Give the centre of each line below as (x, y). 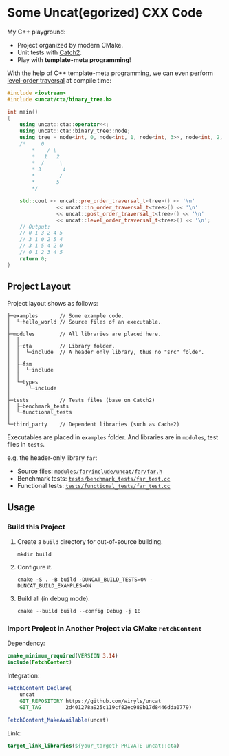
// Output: (35, 227)
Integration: (23, 675)
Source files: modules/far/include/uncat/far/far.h (90, 471)
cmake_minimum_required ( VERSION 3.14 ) (63, 656)
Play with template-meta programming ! (74, 59)
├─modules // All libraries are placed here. (84, 334)
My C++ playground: (36, 32)
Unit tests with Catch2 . (50, 52)
